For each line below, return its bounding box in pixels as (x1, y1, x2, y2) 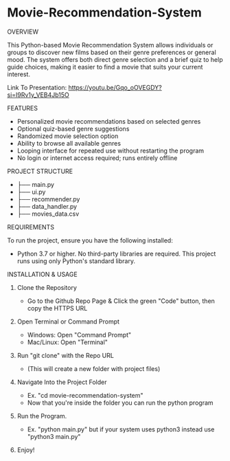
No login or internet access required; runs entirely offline (16, 153, 178, 162)
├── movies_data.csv (16, 210, 80, 218)
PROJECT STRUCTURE (7, 167, 73, 175)
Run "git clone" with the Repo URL (16, 351, 115, 359)
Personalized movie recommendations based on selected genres (16, 117, 201, 125)
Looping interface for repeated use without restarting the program (16, 146, 205, 155)
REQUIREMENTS (7, 223, 55, 231)
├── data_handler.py (16, 202, 78, 210)
